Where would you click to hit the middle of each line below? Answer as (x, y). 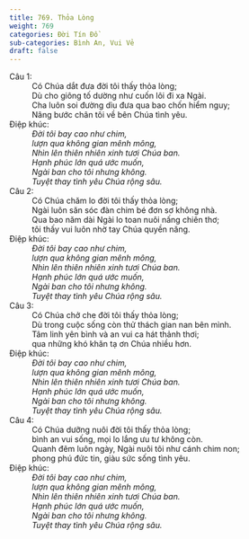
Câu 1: (21, 76)
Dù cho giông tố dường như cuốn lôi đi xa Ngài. (119, 96)
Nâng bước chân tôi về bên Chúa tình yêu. (110, 115)
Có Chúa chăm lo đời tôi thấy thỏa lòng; (105, 201)
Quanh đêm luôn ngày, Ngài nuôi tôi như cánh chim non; (136, 449)
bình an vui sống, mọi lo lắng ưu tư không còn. (118, 439)
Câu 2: (22, 191)
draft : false (34, 51)
